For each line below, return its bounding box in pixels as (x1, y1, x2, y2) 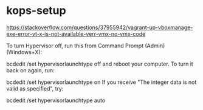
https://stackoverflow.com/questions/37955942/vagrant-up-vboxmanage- (6, 24, 193, 31)
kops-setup (6, 4, 66, 18)
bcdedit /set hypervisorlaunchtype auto (6, 97, 106, 104)
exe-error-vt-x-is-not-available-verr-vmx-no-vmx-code (6, 30, 146, 37)
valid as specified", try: (6, 84, 64, 92)
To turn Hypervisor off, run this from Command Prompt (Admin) (6, 42, 165, 49)
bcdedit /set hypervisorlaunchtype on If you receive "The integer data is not (6, 78, 197, 86)
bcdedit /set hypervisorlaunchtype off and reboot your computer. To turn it (6, 60, 193, 67)
